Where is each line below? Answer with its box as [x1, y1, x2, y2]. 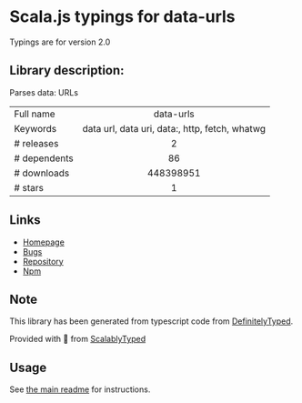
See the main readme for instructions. [9, 384, 151, 395]
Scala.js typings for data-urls [9, 6, 236, 27]
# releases [14, 136, 59, 149]
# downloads [14, 166, 70, 179]
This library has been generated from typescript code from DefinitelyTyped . [9, 316, 294, 327]
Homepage [22, 237, 65, 247]
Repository [22, 256, 64, 267]
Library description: [9, 63, 125, 78]
